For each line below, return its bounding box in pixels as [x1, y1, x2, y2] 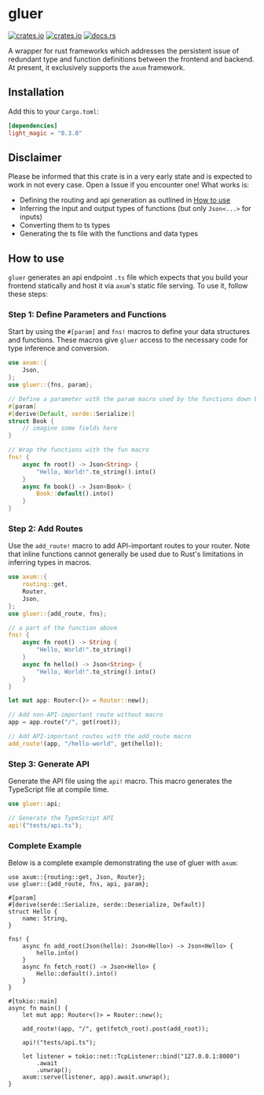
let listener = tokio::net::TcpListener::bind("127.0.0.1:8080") [22, 1052, 241, 1060]
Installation [8, 86, 64, 99]
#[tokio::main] [8, 997, 58, 1005]
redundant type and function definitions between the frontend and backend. [8, 54, 255, 64]
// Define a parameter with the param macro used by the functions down [8, 395, 251, 403]
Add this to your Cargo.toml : [8, 106, 100, 116]
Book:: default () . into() [36, 490, 114, 498]
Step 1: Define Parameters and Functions [8, 309, 167, 320]
